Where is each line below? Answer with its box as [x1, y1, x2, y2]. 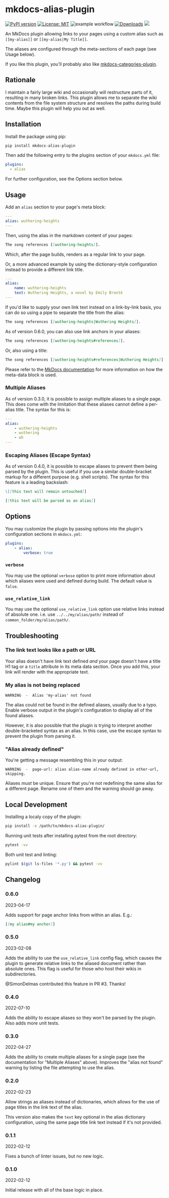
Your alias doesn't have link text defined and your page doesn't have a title [5, 658, 161, 664]
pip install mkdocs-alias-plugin [5, 143, 76, 148]
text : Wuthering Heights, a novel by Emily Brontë [14, 290, 123, 295]
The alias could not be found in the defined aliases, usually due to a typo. [5, 702, 157, 708]
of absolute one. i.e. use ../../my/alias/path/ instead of [5, 611, 124, 617]
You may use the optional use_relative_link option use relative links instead [5, 606, 164, 612]
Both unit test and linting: [5, 851, 57, 858]
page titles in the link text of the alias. [5, 1104, 83, 1110]
